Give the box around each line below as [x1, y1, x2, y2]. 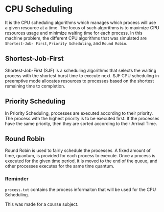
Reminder [5, 175, 29, 182]
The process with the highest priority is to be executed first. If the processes [5, 115, 160, 121]
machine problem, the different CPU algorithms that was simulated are [5, 35, 147, 41]
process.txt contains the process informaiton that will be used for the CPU [5, 187, 156, 192]
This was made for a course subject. [5, 201, 79, 207]
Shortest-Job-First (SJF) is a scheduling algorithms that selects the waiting [5, 67, 157, 73]
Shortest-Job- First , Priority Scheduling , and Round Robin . [5, 40, 128, 46]
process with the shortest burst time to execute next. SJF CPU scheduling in [5, 72, 159, 79]
